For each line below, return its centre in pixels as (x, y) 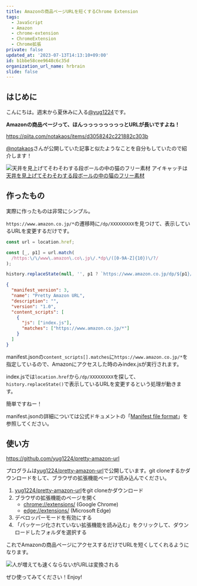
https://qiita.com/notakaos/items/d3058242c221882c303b (77, 136)
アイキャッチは (169, 169)
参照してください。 (29, 423)
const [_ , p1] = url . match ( (40, 252)
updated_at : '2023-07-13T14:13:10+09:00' (57, 55)
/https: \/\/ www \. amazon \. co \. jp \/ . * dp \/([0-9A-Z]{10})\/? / (85, 258)
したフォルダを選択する (58, 532)
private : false (25, 50)
